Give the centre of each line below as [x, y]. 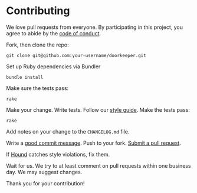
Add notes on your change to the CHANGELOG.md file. [68, 131]
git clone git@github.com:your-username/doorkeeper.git [76, 55]
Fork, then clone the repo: [37, 45]
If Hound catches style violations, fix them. [58, 154]
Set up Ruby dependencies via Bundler [53, 66]
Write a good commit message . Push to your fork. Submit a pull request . [93, 143]
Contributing [38, 11]
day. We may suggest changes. [44, 172]
